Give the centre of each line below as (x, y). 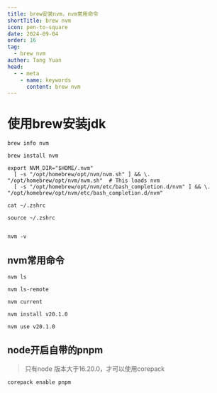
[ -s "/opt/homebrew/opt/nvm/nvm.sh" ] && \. (82, 175)
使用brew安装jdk (57, 124)
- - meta (27, 73)
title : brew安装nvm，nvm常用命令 (53, 14)
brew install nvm (33, 156)
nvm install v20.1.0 (38, 314)
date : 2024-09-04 (33, 34)
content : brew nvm (53, 87)
